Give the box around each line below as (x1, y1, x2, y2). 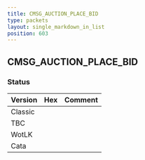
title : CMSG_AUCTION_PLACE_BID (7, 10, 99, 18)
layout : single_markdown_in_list (7, 23, 105, 30)
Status (7, 76, 30, 86)
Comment (64, 95, 98, 105)
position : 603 (7, 29, 49, 37)
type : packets (7, 17, 49, 24)
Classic (11, 107, 35, 116)
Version (11, 95, 38, 105)
